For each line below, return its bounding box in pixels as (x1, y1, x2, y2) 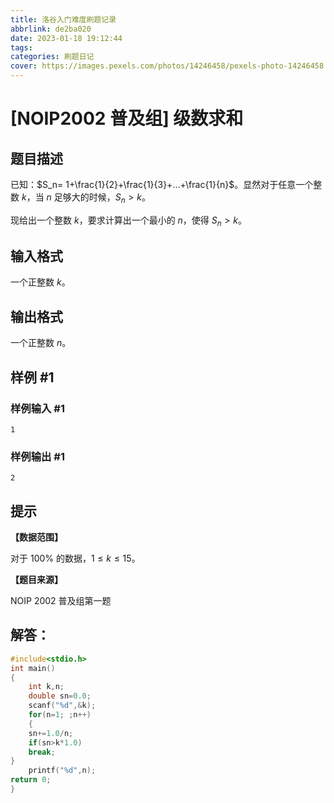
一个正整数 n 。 (10, 337, 72, 349)
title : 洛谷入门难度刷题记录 (10, 14, 117, 25)
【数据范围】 (10, 531, 63, 543)
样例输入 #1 (10, 401, 65, 415)
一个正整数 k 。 (10, 276, 71, 288)
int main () (10, 663, 56, 673)
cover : (10, 61, 38, 71)
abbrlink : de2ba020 (10, 24, 92, 34)
